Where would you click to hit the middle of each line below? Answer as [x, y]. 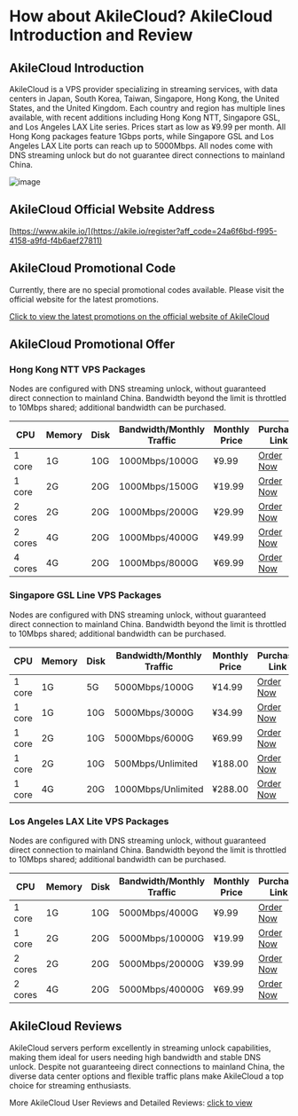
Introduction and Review [101, 35]
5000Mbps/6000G [154, 738]
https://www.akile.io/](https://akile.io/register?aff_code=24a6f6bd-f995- [145, 231]
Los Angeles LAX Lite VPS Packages [89, 821]
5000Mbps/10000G [161, 938]
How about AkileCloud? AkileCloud [141, 16]
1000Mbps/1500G [158, 487]
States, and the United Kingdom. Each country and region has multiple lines [147, 108]
